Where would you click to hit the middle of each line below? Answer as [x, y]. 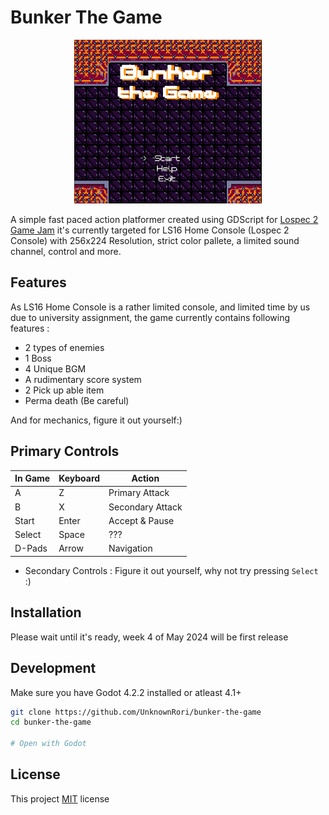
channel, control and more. [66, 252]
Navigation [130, 548]
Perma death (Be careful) [77, 400]
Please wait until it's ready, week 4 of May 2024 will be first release [149, 637]
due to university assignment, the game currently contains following [150, 317]
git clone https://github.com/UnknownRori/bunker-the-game [136, 712]
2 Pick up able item [64, 390]
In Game [32, 478]
